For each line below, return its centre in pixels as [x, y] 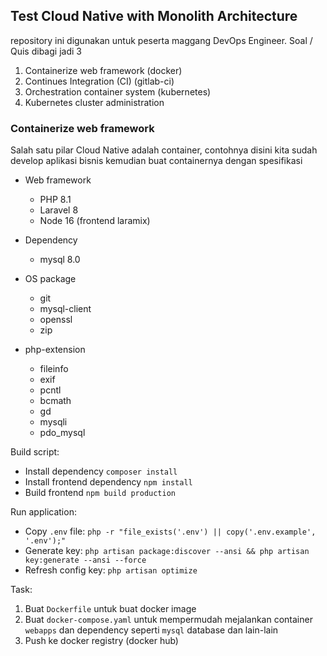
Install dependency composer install [101, 471]
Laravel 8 [59, 210]
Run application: [43, 512]
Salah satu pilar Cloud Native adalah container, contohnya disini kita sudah [164, 150]
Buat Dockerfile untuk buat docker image [110, 609]
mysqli [53, 422]
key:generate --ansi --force [85, 560]
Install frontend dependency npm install [108, 482]
